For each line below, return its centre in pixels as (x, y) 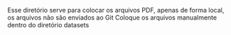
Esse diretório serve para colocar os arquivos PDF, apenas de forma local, (116, 10)
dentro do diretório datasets (48, 25)
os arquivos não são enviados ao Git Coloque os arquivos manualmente (112, 17)
